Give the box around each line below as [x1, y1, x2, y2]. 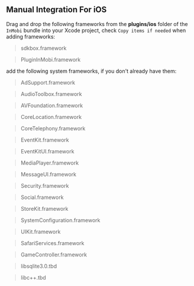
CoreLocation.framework [20, 113, 82, 120]
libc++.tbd [20, 274, 46, 281]
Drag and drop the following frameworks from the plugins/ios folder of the [6, 20, 188, 27]
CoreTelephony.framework [20, 124, 86, 132]
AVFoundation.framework [20, 102, 83, 109]
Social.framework [20, 194, 64, 201]
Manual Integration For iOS [6, 5, 107, 15]
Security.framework [20, 182, 69, 189]
